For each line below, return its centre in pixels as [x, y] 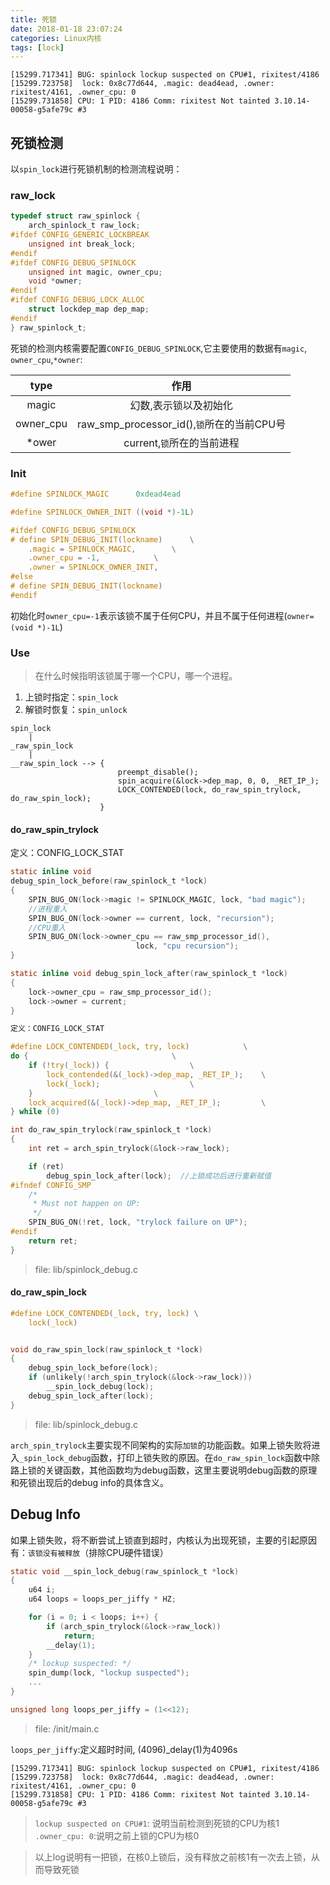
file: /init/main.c [67, 1728]
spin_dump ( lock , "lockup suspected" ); [109, 1673]
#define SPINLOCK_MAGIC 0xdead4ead [96, 494]
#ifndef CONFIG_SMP [51, 1185]
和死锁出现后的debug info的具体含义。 [89, 1482]
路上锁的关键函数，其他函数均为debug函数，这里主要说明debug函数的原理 [164, 1470]
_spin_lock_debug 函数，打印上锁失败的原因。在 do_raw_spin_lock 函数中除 [170, 1457]
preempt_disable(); [158, 772]
